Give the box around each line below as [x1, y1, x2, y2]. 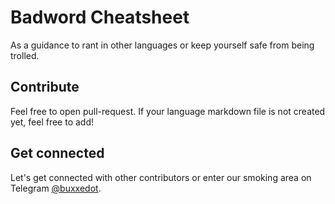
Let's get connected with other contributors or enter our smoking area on [10, 171, 312, 183]
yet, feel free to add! [10, 116, 95, 128]
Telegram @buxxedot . [10, 182, 102, 194]
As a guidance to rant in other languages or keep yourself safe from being [10, 39, 315, 51]
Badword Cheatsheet [10, 6, 190, 29]
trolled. [10, 49, 40, 61]
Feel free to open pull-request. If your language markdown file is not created [10, 105, 326, 117]
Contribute [10, 79, 80, 96]
